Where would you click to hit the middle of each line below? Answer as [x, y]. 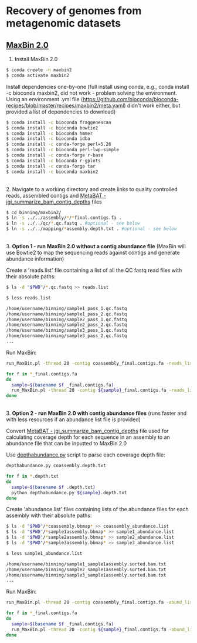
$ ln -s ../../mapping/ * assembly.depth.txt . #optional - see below [91, 229]
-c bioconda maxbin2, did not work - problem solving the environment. [92, 93]
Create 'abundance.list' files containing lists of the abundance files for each [97, 509]
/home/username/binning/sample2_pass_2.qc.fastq [67, 325]
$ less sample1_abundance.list [44, 553]
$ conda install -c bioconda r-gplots [53, 161]
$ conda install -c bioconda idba [48, 139]
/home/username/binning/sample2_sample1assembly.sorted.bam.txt [86, 569]
